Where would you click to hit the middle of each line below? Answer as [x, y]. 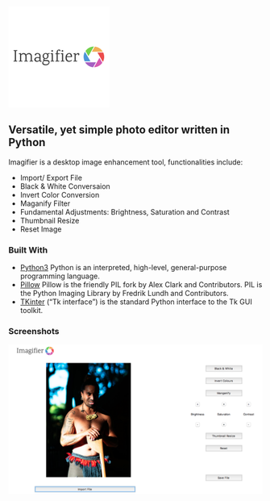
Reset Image [41, 229]
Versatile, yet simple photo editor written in [119, 130]
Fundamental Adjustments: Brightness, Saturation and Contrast [125, 211]
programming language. [60, 276]
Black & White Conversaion [65, 186]
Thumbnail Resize [50, 220]
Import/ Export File [51, 177]
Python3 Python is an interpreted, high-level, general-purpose [123, 268]
